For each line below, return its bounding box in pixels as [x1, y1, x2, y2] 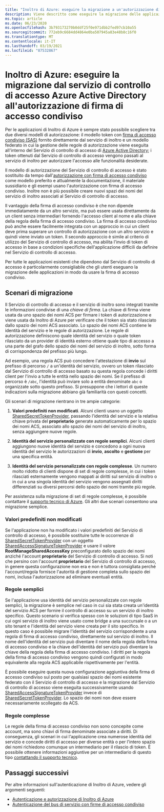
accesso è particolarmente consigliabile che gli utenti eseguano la [5, 264, 138, 270]
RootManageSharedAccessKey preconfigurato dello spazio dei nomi [5, 548, 145, 554]
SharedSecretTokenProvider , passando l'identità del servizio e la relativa [12, 413, 158, 419]
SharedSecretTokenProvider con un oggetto [5, 537, 94, 543]
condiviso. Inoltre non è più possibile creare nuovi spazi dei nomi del [5, 188, 143, 194]
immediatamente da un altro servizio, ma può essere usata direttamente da [5, 208, 156, 214]
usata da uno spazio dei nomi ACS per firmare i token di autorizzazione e [5, 312, 152, 318]
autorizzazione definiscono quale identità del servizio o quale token [5, 333, 141, 339]
